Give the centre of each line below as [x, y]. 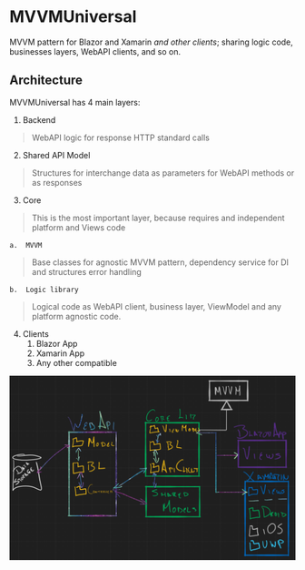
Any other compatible [77, 362]
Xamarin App [60, 353]
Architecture [46, 81]
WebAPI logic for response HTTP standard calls [121, 137]
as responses [57, 182]
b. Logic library [44, 290]
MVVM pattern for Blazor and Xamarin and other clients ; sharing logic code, [151, 42]
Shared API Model [56, 155]
